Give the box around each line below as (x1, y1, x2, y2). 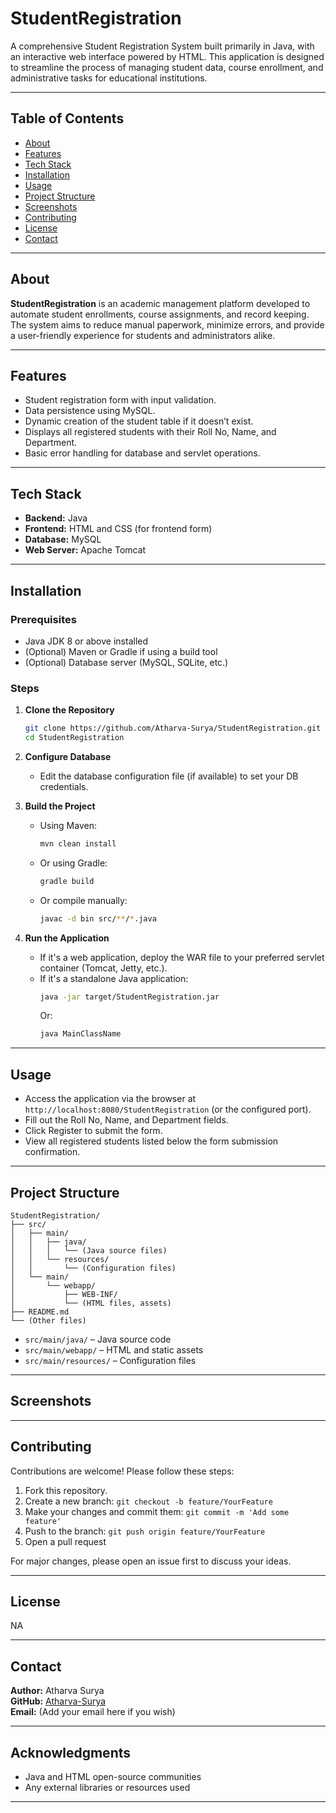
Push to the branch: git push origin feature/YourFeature (24, 1525, 266, 1537)
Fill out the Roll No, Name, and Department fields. (24, 1114, 229, 1126)
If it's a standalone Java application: (39, 972, 189, 984)
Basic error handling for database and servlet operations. (24, 447, 261, 459)
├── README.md (10, 1307, 70, 1317)
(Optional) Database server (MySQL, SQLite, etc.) (24, 656, 229, 668)
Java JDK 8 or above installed (24, 635, 149, 647)
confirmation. (24, 1146, 81, 1158)
